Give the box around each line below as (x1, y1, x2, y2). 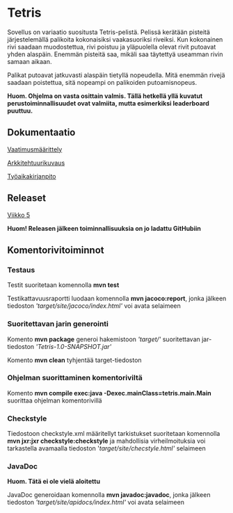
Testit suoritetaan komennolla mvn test (7, 281, 120, 289)
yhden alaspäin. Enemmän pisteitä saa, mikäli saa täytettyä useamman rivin (7, 50, 223, 58)
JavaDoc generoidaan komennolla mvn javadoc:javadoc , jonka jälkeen (7, 491, 211, 499)
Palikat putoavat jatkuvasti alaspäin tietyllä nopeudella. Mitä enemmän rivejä (7, 71, 225, 79)
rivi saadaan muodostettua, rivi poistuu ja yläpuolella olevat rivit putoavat (7, 42, 216, 51)
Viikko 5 (7, 211, 31, 219)
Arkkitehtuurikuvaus (7, 158, 65, 167)
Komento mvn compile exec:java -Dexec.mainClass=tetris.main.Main (7, 389, 211, 397)
